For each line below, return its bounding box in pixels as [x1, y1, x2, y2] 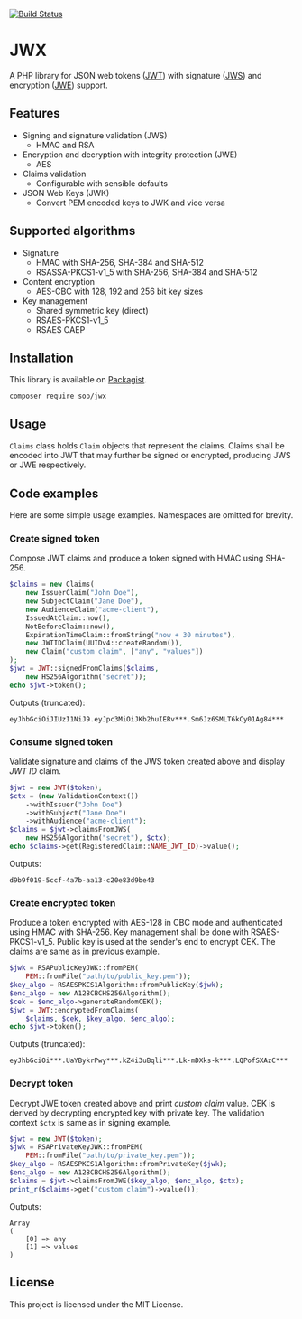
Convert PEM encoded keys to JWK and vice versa [35, 197, 225, 208]
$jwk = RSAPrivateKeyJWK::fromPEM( [9, 1143, 143, 1152]
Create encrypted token [9, 896, 116, 909]
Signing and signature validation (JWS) [22, 129, 168, 140]
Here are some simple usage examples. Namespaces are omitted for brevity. [9, 510, 294, 520]
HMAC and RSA [35, 139, 95, 150]
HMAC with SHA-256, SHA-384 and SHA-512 [35, 257, 205, 268]
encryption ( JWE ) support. [9, 80, 108, 90]
